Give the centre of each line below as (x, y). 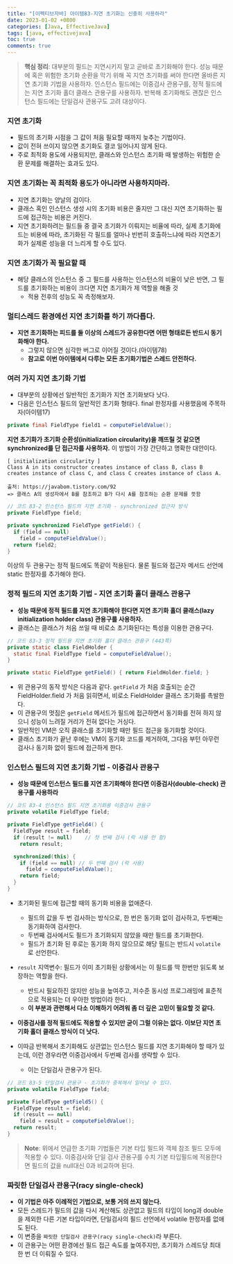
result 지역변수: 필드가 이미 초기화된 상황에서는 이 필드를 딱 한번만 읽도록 (117, 967)
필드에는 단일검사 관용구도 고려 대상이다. (92, 101)
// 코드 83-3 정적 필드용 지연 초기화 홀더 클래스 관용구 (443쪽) (90, 641)
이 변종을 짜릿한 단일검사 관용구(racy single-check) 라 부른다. (100, 1236)
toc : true (21, 40)
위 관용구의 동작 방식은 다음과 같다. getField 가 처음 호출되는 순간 (106, 687)
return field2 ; (35, 545)
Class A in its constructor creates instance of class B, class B (105, 467)
